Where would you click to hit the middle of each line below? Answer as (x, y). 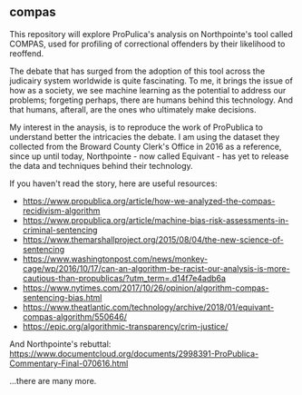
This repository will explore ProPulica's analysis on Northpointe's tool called (151, 34)
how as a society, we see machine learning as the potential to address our (148, 90)
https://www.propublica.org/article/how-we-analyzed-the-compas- (149, 201)
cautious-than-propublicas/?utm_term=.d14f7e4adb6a (124, 278)
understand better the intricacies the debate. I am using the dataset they (145, 136)
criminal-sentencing (60, 230)
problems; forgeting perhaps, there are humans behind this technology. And (151, 100)
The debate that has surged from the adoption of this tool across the (137, 71)
